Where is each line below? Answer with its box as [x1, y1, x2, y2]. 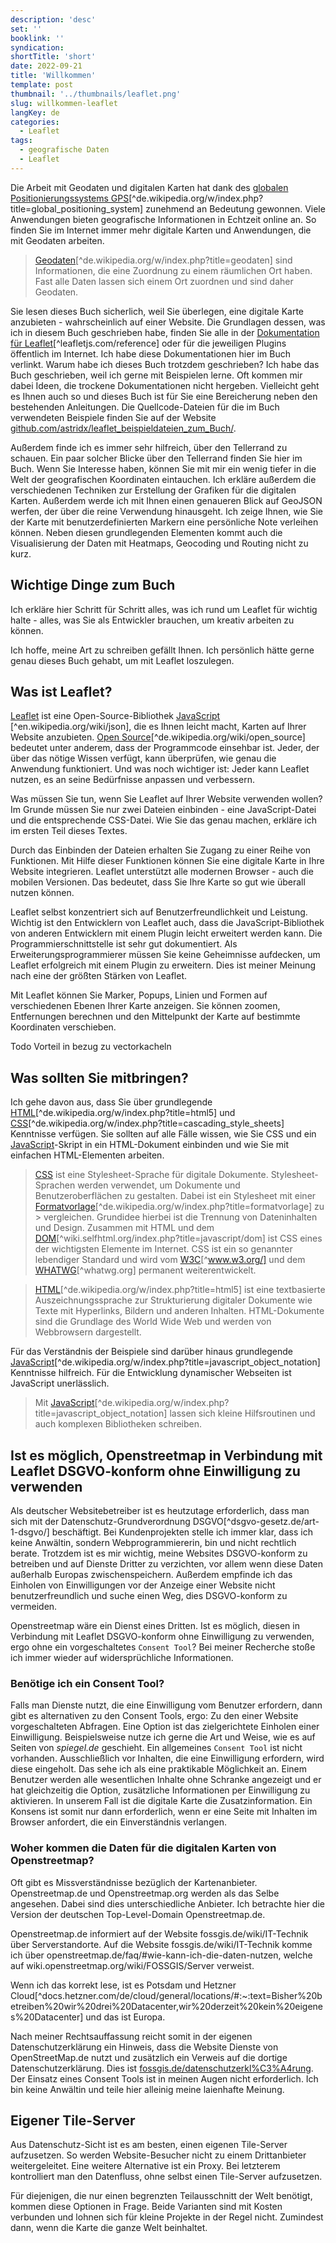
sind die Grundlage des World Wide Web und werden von [34, 1316, 272, 1328]
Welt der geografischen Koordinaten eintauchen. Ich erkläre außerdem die [10, 473, 317, 485]
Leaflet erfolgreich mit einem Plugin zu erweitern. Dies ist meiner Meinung [10, 959, 317, 971]
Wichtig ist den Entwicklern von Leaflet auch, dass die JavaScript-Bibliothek [10, 917, 325, 929]
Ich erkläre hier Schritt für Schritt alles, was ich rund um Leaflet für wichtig [10, 603, 318, 615]
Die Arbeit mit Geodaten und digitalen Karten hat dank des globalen [10, 181, 289, 193]
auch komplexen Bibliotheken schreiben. [34, 1418, 203, 1430]
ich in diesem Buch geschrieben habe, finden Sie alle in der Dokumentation [10, 326, 320, 338]
